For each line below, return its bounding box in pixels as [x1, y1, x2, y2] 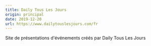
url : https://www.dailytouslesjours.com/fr [5, 21, 98, 26]
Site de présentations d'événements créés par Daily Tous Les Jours [5, 35, 146, 41]
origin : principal [5, 12, 44, 17]
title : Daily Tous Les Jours [5, 7, 67, 12]
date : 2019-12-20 [5, 16, 42, 21]
